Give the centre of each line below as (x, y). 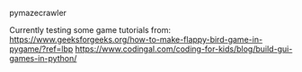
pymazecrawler (38, 13)
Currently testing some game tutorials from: (90, 30)
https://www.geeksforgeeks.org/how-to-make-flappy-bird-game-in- (136, 40)
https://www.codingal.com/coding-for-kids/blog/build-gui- (184, 49)
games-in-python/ (43, 58)
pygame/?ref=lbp (41, 49)
